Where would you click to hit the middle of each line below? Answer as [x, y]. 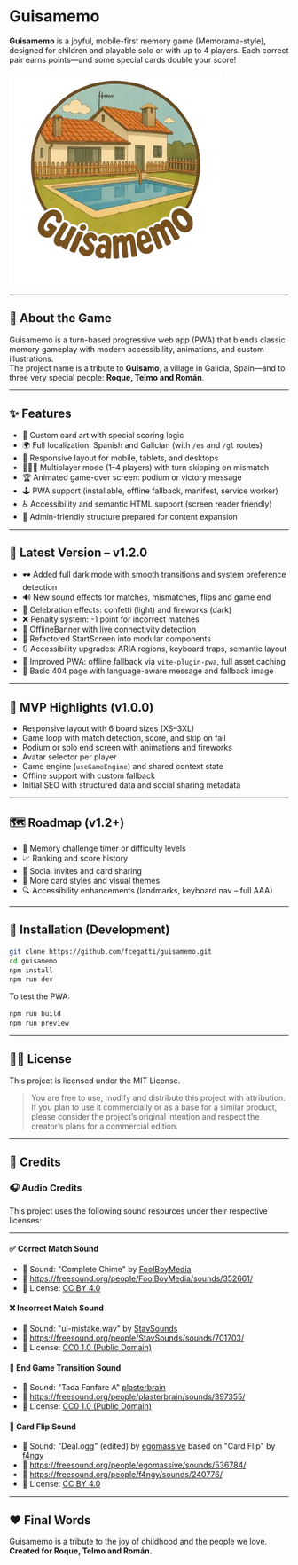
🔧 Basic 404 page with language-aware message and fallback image [148, 671]
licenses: [26, 1220]
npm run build [35, 1014]
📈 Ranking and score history [75, 858]
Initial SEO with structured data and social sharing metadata [131, 785]
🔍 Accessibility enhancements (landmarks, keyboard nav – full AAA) [147, 890]
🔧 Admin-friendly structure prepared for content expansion [129, 516]
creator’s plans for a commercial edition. [105, 1126]
